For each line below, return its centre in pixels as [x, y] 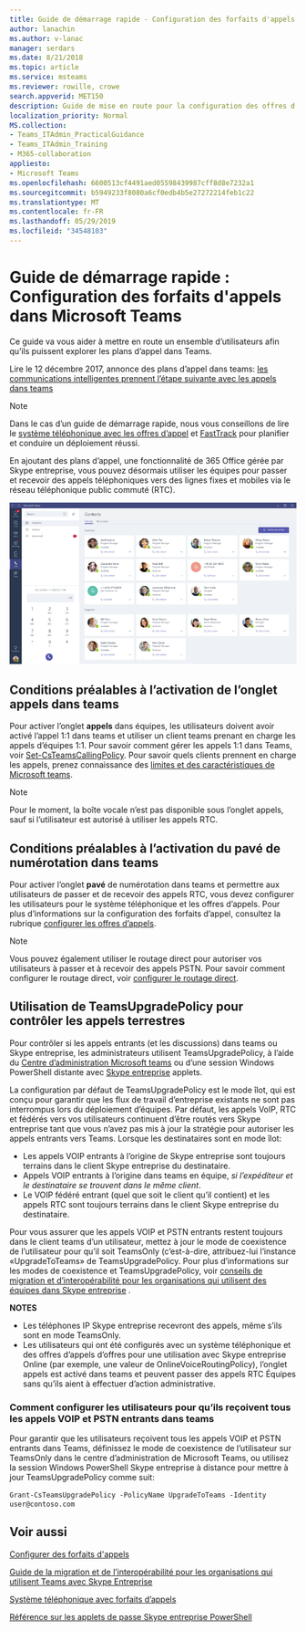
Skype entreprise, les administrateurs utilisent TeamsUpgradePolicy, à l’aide [152, 1052]
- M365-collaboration [51, 154]
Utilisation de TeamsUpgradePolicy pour [127, 1007]
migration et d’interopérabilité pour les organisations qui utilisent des [138, 1280]
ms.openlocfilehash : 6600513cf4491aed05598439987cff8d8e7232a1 [132, 183]
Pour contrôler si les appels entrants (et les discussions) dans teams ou [143, 1043]
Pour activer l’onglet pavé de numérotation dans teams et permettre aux [145, 884]
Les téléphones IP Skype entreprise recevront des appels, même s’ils [152, 1325]
